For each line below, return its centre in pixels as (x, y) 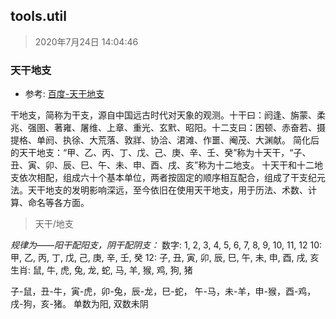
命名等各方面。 (58, 203)
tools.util (38, 16)
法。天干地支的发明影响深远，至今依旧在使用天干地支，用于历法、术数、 (159, 190)
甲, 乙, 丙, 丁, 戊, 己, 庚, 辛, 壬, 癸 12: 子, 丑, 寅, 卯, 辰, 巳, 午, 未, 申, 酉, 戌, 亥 (165, 258)
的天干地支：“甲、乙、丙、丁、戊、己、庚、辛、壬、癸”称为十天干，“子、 (161, 153)
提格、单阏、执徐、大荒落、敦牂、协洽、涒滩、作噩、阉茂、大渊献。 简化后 (165, 140)
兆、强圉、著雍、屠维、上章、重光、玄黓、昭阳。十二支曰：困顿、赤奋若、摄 (168, 128)
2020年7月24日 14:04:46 (86, 41)
